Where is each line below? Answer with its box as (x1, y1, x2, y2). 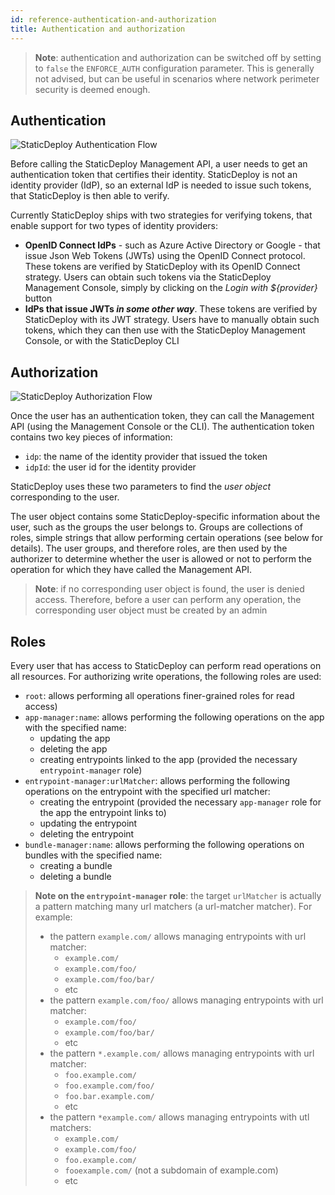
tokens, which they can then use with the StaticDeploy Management (24, 324, 306, 336)
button (24, 292, 53, 305)
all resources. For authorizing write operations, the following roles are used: (10, 670, 322, 682)
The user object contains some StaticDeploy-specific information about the (10, 511, 321, 523)
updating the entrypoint (39, 817, 138, 829)
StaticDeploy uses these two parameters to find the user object (10, 481, 272, 493)
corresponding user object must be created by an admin (34, 604, 268, 616)
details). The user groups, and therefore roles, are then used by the (10, 542, 288, 555)
